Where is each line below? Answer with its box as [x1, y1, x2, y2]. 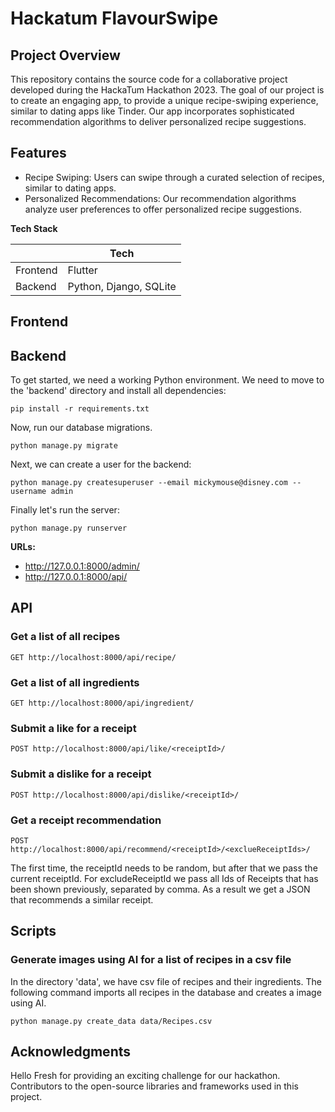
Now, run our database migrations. [10, 422, 153, 434]
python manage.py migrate [10, 441, 118, 451]
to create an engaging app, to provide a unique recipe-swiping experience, [10, 95, 319, 106]
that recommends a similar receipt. [10, 893, 154, 906]
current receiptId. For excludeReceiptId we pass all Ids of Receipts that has [10, 872, 319, 884]
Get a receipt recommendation [10, 813, 162, 827]
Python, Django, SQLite [67, 279, 177, 293]
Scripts [10, 923, 57, 940]
